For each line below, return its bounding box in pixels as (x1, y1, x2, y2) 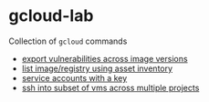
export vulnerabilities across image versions (21, 53, 188, 64)
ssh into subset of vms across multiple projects (21, 82, 200, 93)
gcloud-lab (8, 5, 94, 26)
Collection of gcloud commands (8, 36, 128, 46)
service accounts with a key (21, 72, 128, 83)
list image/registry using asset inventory (21, 63, 173, 74)
